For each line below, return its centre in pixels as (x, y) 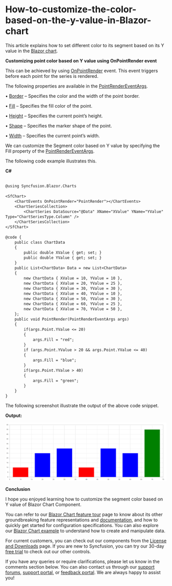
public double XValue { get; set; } (63, 253)
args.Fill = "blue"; (55, 360)
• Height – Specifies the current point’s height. (54, 116)
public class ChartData (40, 242)
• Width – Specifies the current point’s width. (53, 135)
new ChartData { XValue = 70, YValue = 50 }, (73, 309)
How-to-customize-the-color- (71, 9)
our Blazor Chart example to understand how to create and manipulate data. (85, 531)
